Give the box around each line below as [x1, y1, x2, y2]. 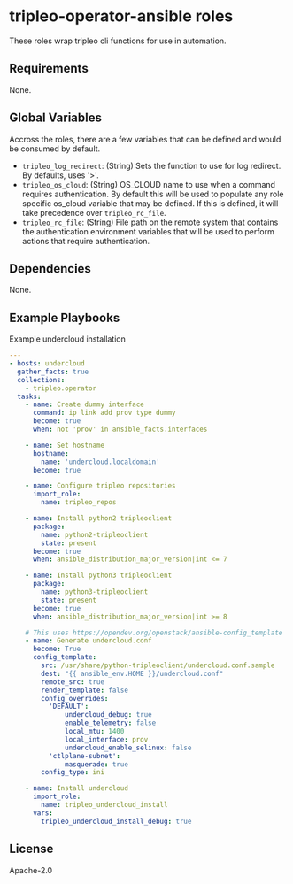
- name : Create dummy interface [25, 400, 144, 409]
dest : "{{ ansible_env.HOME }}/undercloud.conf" [41, 669, 224, 678]
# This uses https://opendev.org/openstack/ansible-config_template [25, 628, 283, 637]
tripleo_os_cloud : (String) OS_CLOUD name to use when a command [21, 179, 276, 189]
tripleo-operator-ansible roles [9, 6, 234, 27]
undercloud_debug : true [65, 711, 152, 719]
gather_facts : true [17, 367, 89, 376]
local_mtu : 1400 [65, 727, 125, 736]
